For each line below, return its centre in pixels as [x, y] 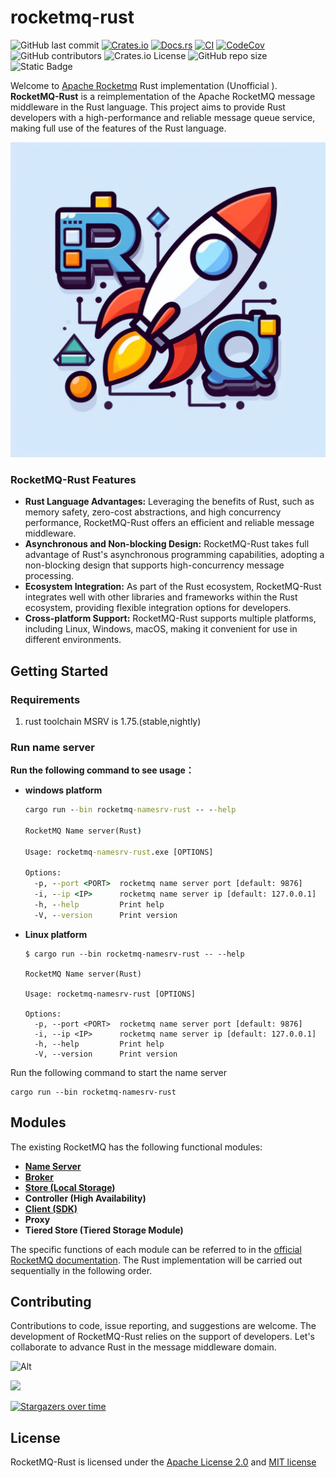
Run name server [52, 747]
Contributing [51, 1302]
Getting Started [59, 671]
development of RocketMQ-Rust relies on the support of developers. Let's [162, 1337]
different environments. [73, 640]
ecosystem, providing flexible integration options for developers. [158, 608]
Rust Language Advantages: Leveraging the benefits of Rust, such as [169, 502]
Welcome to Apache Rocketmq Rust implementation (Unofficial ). [144, 85]
